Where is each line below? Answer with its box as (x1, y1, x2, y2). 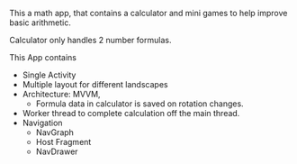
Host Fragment (35, 137, 92, 147)
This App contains (9, 52, 76, 62)
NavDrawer (35, 146, 78, 157)
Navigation (22, 117, 63, 128)
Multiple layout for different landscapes (22, 79, 168, 89)
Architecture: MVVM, (22, 89, 101, 99)
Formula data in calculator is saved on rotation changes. (35, 98, 245, 109)
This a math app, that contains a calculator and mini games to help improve (9, 8, 288, 18)
